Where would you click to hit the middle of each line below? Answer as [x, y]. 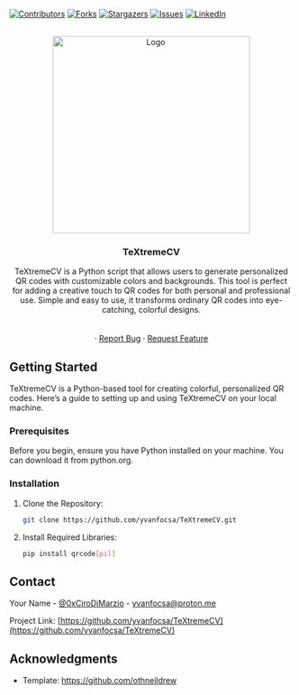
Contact [32, 581]
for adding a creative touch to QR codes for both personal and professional [151, 291]
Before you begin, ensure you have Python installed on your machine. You [146, 451]
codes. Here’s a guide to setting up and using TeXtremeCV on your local [143, 398]
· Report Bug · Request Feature [151, 339]
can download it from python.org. [71, 461]
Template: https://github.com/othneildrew [100, 681]
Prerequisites [39, 431]
